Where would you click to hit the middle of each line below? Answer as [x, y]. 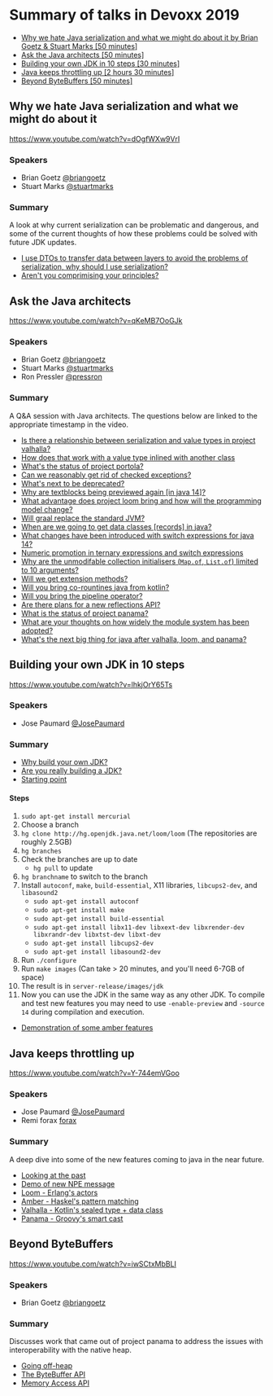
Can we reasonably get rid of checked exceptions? [106, 475]
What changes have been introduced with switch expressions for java [137, 535]
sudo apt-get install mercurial [76, 817]
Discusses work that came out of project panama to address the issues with [136, 1341]
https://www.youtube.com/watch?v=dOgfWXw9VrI [95, 138]
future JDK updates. [43, 243]
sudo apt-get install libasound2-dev [97, 952]
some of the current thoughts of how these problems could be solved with [134, 234]
